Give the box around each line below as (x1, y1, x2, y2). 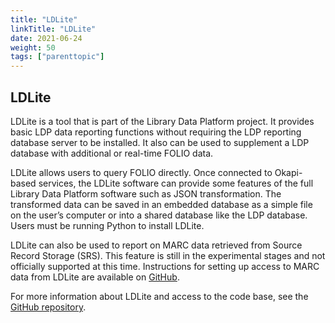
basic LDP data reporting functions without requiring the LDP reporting (10, 126, 302, 138)
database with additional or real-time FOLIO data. (10, 147, 214, 159)
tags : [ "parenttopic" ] (10, 52, 105, 62)
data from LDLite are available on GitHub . (10, 271, 180, 283)
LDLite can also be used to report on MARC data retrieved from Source (10, 239, 303, 251)
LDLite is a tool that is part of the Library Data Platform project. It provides (10, 115, 315, 127)
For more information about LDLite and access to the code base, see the (10, 290, 309, 302)
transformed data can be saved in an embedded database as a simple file (10, 198, 313, 210)
